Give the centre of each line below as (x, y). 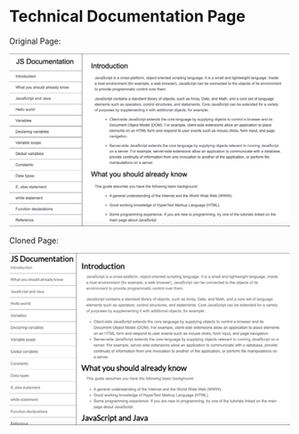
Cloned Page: (34, 240)
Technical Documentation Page (128, 16)
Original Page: (35, 41)
